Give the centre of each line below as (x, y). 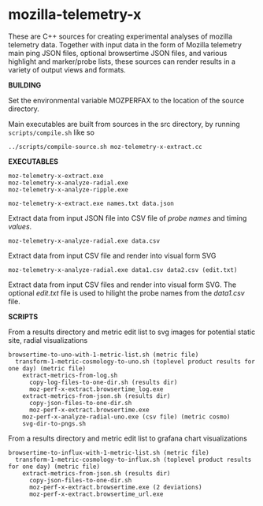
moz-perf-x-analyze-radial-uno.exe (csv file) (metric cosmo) (126, 417)
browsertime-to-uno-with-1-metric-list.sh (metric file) (104, 355)
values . (20, 226)
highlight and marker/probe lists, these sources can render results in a (122, 61)
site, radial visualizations (48, 340)
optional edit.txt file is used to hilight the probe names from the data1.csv (127, 292)
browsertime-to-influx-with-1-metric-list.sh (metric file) (109, 452)
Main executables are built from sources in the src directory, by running (124, 124)
